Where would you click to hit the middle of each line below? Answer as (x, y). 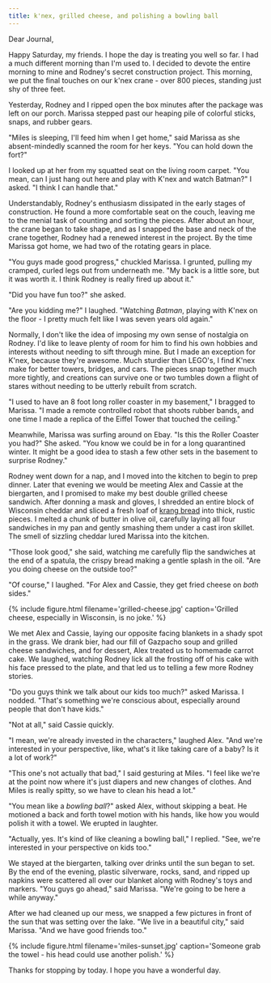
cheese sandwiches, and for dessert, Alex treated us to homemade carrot (131, 650)
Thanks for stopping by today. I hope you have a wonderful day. (114, 970)
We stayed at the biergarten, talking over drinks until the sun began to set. (131, 863)
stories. (21, 676)
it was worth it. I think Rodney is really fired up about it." (101, 279)
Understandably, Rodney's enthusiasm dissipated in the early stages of (127, 203)
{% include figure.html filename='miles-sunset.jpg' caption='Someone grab (135, 946)
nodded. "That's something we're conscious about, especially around (124, 700)
